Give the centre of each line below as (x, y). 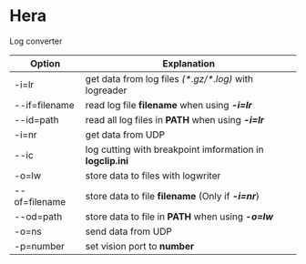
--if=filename (44, 105)
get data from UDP (125, 135)
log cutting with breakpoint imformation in (174, 149)
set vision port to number (139, 246)
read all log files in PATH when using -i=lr (175, 119)
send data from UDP (129, 231)
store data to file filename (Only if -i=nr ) (172, 196)
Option (46, 63)
